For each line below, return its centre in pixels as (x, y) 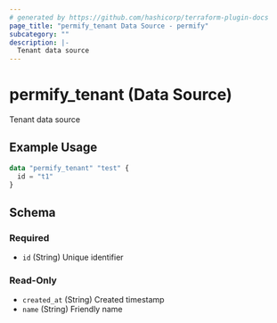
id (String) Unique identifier (73, 257)
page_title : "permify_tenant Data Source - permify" (109, 26)
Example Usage (53, 148)
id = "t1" (35, 176)
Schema (33, 212)
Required (29, 237)
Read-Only (33, 280)
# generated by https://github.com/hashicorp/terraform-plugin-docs (139, 17)
